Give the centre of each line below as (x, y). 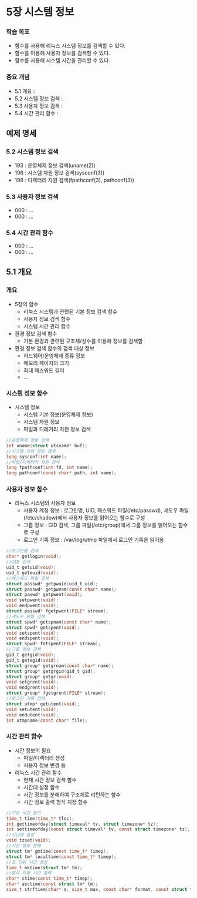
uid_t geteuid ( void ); (33, 573)
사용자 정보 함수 (27, 490)
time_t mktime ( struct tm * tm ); (44, 867)
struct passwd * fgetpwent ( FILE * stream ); (57, 611)
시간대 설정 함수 (41, 787)
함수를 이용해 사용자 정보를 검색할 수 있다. (62, 53)
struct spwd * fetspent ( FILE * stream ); (53, 644)
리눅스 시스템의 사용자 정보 (45, 503)
